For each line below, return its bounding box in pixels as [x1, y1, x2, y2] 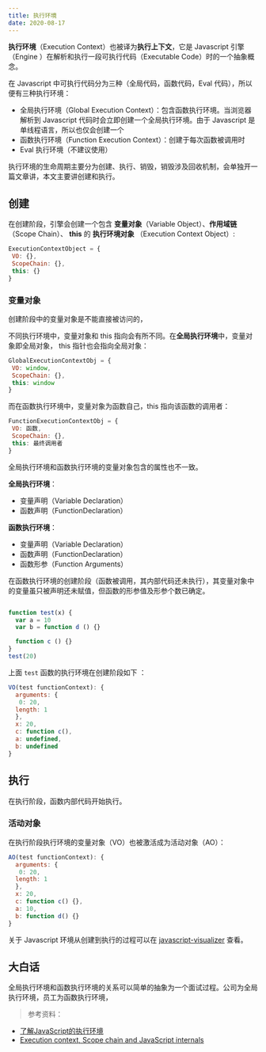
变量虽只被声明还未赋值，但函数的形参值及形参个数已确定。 [14, 585, 210, 595]
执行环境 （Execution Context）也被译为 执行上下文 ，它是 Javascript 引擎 [8, 41, 245, 51]
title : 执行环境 [8, 11, 57, 20]
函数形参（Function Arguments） [19, 559, 128, 569]
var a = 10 [15, 616, 51, 624]
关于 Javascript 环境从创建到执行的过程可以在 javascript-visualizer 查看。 [8, 935, 248, 944]
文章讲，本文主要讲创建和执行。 [14, 171, 120, 181]
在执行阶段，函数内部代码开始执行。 [8, 796, 127, 806]
